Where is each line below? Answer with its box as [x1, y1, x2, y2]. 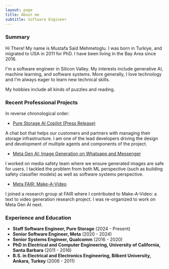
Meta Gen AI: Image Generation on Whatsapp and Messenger [12, 150, 141, 157]
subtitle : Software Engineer [5, 17, 67, 22]
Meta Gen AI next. [5, 201, 43, 208]
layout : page [5, 7, 33, 13]
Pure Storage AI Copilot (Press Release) [12, 120, 96, 126]
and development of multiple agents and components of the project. [5, 140, 148, 147]
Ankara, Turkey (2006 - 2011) [12, 258, 75, 264]
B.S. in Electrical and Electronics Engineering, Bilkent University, [12, 253, 151, 259]
